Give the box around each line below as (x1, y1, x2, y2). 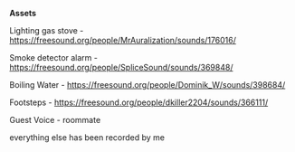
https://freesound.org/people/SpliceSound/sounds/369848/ (9, 62, 233, 72)
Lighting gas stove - (9, 25, 84, 35)
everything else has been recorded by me (9, 132, 166, 143)
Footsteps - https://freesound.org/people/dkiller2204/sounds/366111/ (9, 97, 269, 108)
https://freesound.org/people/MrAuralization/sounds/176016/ (9, 35, 237, 45)
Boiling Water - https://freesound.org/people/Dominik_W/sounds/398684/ (9, 80, 286, 90)
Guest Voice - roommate (9, 115, 101, 125)
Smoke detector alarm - (9, 52, 98, 62)
